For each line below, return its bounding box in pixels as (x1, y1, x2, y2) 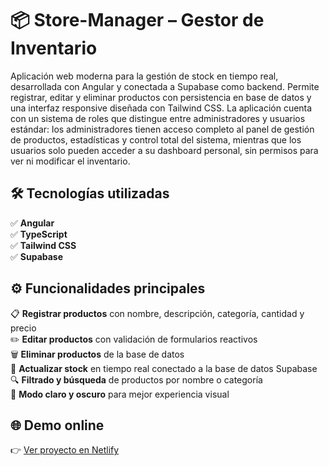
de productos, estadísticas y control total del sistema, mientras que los (10, 133, 302, 146)
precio (10, 322, 37, 334)
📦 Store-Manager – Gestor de (10, 9, 265, 32)
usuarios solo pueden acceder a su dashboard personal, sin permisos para (10, 144, 319, 156)
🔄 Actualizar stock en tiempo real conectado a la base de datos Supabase (10, 362, 318, 374)
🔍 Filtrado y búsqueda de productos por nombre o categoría (10, 373, 263, 386)
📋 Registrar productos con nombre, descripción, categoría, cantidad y (10, 307, 305, 319)
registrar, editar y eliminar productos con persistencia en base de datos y (10, 91, 312, 103)
